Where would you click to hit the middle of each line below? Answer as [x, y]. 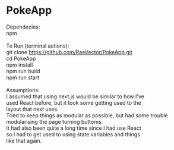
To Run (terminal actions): [38, 46]
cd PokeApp [21, 58]
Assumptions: [23, 90]
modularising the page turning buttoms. [55, 121]
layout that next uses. [32, 109]
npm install [20, 65]
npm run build [23, 71]
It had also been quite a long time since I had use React [74, 128]
